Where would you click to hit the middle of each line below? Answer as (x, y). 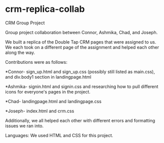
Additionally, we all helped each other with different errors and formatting (80, 120)
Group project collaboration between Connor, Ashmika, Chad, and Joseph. (82, 32)
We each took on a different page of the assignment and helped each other (82, 47)
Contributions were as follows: (36, 62)
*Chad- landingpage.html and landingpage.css (53, 101)
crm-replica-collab (45, 9)
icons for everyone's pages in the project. (48, 92)
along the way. (20, 52)
